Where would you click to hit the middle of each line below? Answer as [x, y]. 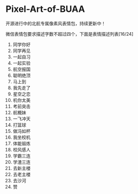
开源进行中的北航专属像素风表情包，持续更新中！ [56, 23]
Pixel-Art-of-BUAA [45, 9]
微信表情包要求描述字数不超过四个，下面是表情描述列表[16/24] [69, 34]
